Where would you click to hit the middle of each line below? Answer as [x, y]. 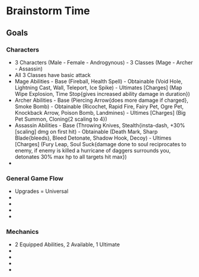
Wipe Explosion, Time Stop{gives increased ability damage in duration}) [102, 94]
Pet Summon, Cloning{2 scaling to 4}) [61, 119]
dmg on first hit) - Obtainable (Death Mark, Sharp [98, 131]
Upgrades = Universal [41, 191]
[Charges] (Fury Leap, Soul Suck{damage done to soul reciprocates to [100, 144]
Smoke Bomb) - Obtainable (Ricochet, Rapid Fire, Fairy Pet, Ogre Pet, [99, 106]
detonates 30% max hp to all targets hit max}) [71, 157]
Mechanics [23, 232]
